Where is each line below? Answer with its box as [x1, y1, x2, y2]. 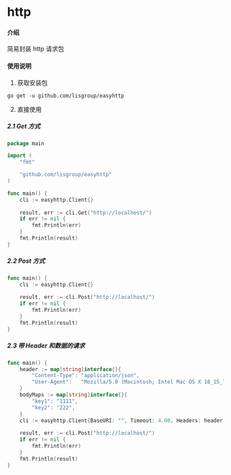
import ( [7, 152, 32, 159]
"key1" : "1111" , [32, 397, 78, 405]
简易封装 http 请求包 [7, 45, 64, 53]
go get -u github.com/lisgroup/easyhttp [7, 92, 125, 99]
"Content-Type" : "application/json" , [32, 372, 140, 379]
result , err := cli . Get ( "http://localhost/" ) [19, 209, 153, 216]
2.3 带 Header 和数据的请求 [7, 341, 85, 350]
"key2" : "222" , [32, 404, 76, 411]
